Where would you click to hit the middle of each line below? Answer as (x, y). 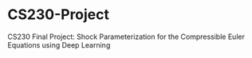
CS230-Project (58, 15)
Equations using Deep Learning (59, 44)
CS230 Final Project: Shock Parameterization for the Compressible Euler (126, 37)
